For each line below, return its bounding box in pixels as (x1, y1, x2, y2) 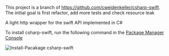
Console (5, 35, 23, 41)
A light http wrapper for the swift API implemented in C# (5, 20, 123, 25)
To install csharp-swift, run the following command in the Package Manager (5, 30, 164, 35)
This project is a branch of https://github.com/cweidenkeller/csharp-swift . (5, 5, 160, 10)
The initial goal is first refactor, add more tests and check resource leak (5, 10, 155, 16)
